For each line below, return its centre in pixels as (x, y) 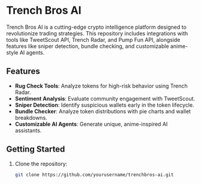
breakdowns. (31, 117)
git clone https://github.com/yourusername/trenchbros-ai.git (94, 174)
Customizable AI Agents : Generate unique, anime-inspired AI (91, 124)
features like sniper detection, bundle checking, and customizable (88, 46)
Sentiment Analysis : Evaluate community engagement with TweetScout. (105, 98)
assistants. (28, 130)
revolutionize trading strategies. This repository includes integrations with (97, 33)
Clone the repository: (41, 164)
